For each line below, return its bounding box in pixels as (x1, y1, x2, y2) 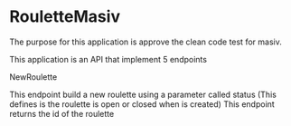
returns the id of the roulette (9, 108, 115, 119)
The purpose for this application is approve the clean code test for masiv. (9, 36, 282, 47)
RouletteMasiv (9, 6, 120, 27)
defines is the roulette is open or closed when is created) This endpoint (9, 98, 276, 110)
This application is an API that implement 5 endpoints (9, 53, 208, 64)
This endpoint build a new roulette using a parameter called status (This (9, 89, 277, 100)
